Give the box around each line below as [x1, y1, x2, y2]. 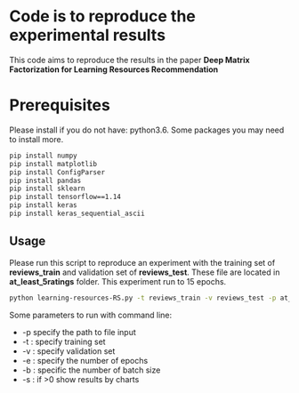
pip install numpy [9, 151, 77, 160]
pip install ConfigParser [9, 167, 105, 177]
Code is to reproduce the [9, 6, 196, 27]
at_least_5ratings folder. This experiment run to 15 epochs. [9, 276, 227, 286]
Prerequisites [9, 95, 111, 116]
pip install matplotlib [9, 159, 98, 168]
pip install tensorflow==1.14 [9, 193, 122, 202]
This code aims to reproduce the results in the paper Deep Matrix [9, 54, 251, 65]
